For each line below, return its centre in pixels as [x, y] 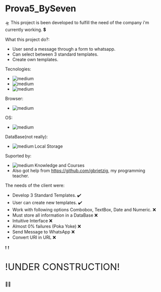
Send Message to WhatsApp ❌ [43, 231]
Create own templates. [35, 59]
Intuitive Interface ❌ [32, 221]
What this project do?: [28, 39]
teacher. [21, 176]
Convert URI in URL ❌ [34, 237]
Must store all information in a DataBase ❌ [55, 215]
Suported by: [18, 156]
